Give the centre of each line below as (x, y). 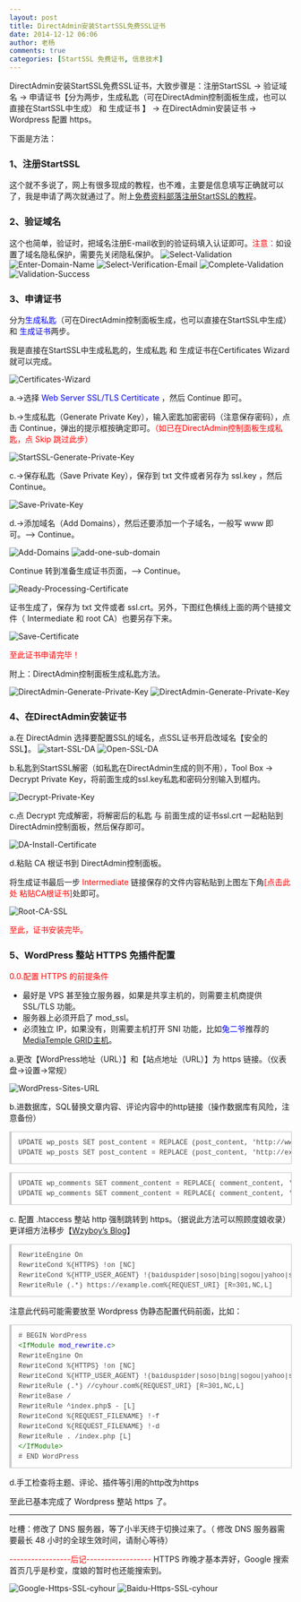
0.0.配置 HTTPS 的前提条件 (59, 977)
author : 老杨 (32, 43)
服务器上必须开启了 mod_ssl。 (78, 1018)
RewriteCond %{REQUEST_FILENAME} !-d (89, 1427)
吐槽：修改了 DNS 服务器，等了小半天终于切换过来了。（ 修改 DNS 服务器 (143, 1529)
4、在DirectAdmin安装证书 (68, 716)
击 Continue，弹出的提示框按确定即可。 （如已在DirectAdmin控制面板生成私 (146, 427)
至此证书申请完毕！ (45, 654)
